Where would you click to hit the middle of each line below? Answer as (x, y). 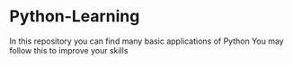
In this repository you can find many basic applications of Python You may (147, 41)
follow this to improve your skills (69, 50)
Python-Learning (75, 16)
